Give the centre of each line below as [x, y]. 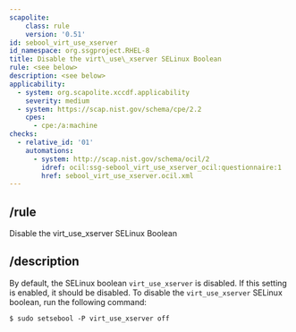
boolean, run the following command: [78, 302]
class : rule [47, 26]
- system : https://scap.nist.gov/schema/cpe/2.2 [110, 109]
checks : [24, 134]
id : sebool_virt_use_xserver [63, 43]
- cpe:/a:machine [65, 126]
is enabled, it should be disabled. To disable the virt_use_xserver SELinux [146, 293]
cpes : [36, 117]
